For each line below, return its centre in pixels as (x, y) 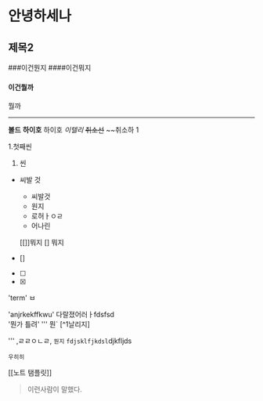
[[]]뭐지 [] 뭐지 (41, 243)
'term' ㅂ (22, 298)
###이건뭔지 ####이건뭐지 (50, 68)
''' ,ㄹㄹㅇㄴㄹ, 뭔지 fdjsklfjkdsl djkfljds (70, 341)
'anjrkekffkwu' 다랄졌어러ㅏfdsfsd (61, 315)
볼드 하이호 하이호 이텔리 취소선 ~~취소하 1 (74, 130)
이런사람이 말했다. (54, 389)
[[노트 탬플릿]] (30, 373)
